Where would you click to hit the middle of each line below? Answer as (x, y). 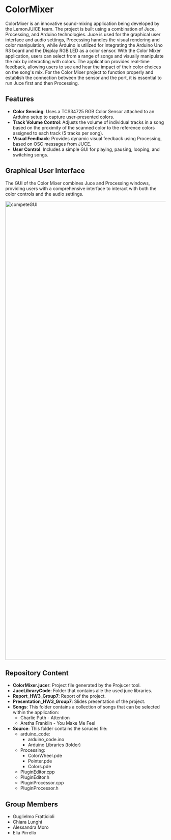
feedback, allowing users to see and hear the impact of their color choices (83, 67)
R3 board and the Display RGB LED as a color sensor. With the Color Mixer (83, 50)
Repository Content (37, 673)
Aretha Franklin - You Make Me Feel (58, 723)
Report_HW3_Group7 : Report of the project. (59, 696)
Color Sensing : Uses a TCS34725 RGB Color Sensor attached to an (83, 111)
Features (20, 99)
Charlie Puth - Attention (45, 718)
